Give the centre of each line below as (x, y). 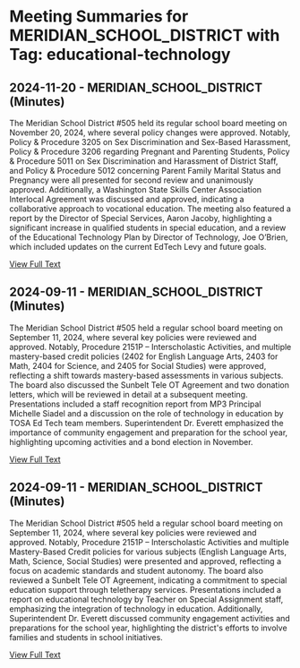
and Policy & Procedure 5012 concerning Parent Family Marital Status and (145, 171)
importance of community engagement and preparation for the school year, (149, 432)
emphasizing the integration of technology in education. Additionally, (136, 608)
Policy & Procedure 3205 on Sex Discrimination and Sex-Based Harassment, (150, 142)
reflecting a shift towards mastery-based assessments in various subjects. (146, 375)
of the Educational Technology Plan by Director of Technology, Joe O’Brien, (149, 237)
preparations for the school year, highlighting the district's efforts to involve (149, 628)
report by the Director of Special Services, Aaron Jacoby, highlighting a (141, 218)
